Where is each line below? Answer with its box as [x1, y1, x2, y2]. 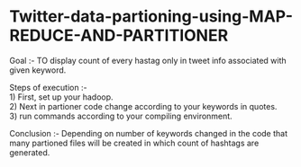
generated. [9, 146, 50, 158]
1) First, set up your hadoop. [9, 92, 114, 102]
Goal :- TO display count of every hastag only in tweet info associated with [9, 55, 287, 66]
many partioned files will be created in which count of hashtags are [9, 137, 260, 148]
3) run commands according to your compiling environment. [9, 110, 233, 121]
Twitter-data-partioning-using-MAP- [9, 6, 294, 27]
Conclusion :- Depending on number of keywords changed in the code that [9, 127, 288, 138]
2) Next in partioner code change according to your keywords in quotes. [9, 101, 278, 111]
